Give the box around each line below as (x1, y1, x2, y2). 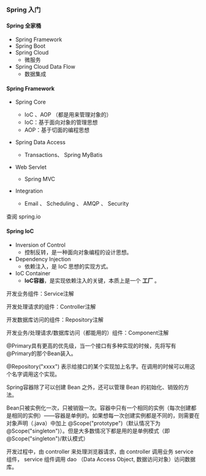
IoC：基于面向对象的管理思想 (24, 118, 98, 126)
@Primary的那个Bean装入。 (6, 350, 77, 357)
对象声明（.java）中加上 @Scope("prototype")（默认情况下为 (6, 419, 161, 427)
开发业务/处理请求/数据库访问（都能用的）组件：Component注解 (6, 329, 169, 336)
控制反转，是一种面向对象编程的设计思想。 (24, 248, 132, 256)
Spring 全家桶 (6, 21, 42, 29)
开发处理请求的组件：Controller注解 (6, 302, 96, 310)
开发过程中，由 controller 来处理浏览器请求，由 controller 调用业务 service (6, 448, 194, 455)
